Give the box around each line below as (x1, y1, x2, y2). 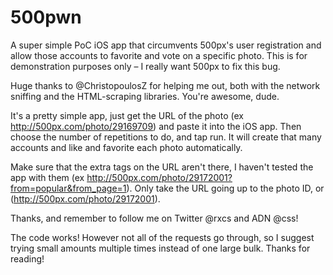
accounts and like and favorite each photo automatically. (10, 141, 243, 153)
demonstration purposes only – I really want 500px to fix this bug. (10, 60, 281, 72)
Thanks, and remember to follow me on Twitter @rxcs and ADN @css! (10, 212, 299, 224)
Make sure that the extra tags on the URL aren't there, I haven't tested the (10, 161, 314, 173)
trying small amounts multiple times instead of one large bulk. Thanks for (10, 242, 311, 254)
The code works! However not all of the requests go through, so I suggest (10, 231, 315, 243)
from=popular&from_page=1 (10, 182, 127, 194)
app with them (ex (10, 171, 85, 183)
